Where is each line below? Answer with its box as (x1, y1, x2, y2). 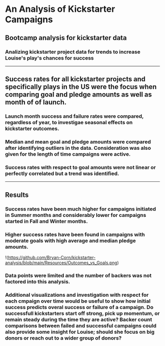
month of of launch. (5, 98, 67, 106)
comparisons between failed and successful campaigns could (5, 322, 157, 329)
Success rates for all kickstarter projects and (5, 75, 146, 83)
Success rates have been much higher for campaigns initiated (5, 206, 156, 212)
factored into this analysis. (5, 278, 70, 285)
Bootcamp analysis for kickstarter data (5, 34, 127, 42)
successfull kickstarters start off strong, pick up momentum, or (5, 310, 160, 316)
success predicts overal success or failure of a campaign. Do (5, 304, 154, 311)
